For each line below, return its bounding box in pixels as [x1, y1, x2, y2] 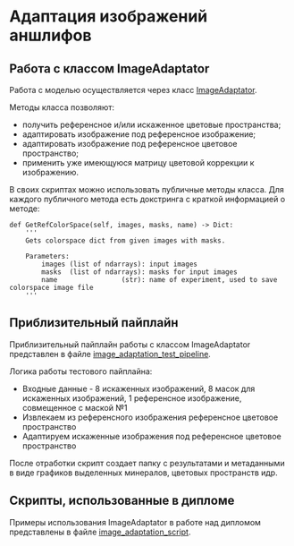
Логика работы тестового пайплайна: [9, 365, 153, 377]
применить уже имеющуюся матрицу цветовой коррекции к [21, 158, 255, 167]
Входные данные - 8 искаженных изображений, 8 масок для [21, 383, 256, 394]
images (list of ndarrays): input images [41, 260, 198, 269]
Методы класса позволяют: [9, 102, 114, 113]
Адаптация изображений [9, 6, 208, 27]
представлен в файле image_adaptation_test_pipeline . [9, 348, 212, 359]
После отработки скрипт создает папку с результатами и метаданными [9, 457, 285, 468]
